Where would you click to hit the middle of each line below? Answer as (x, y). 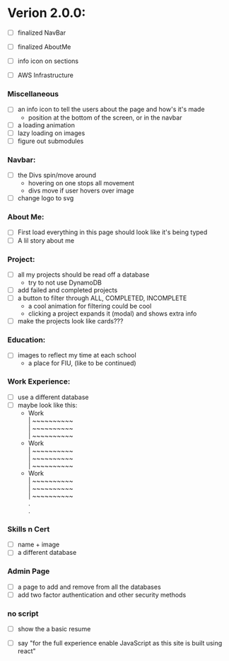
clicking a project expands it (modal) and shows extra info (112, 314)
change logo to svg (46, 198)
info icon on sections (48, 61)
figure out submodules (51, 141)
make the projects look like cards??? (70, 321)
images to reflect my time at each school (77, 355)
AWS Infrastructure (46, 75)
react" (27, 651)
